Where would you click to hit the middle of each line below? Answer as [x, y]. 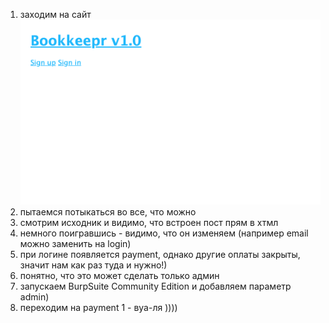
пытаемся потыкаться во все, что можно [108, 211]
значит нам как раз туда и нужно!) [93, 265]
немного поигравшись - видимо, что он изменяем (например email [164, 233]
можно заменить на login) [75, 243]
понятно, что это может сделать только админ [119, 275]
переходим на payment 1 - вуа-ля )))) [98, 307]
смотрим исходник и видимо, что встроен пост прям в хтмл [149, 222]
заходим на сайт [55, 14]
